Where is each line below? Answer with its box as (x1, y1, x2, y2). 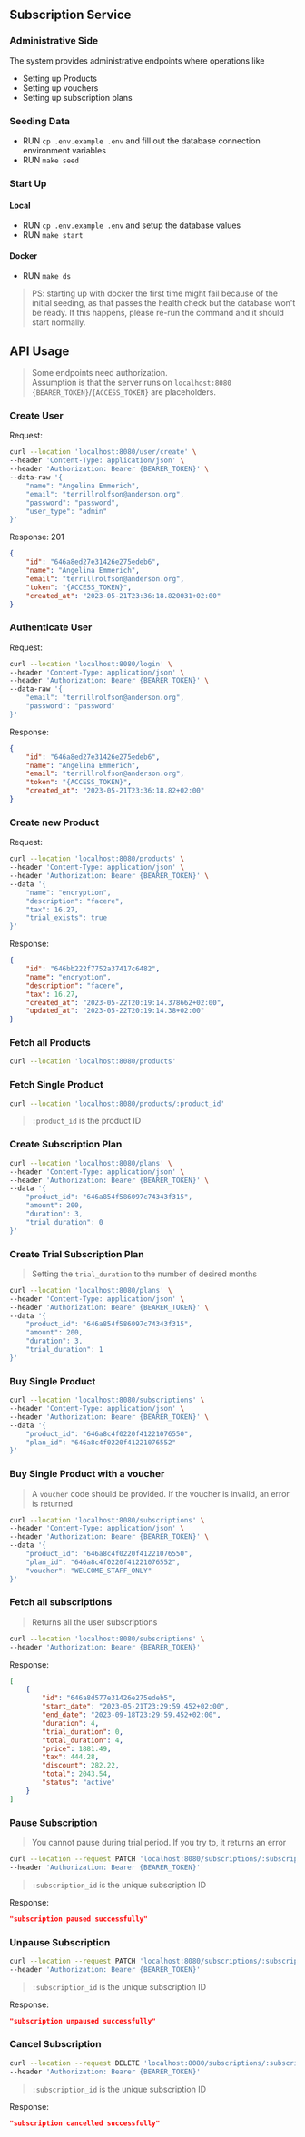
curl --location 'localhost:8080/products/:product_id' (9, 1098, 225, 1108)
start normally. (31, 317, 86, 328)
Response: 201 (9, 531, 65, 543)
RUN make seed (22, 154, 80, 165)
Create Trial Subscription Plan (9, 1247, 144, 1260)
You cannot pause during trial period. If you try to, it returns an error (31, 1837, 287, 1848)
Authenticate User (9, 621, 93, 634)
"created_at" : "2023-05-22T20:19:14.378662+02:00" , (25, 998, 225, 1007)
